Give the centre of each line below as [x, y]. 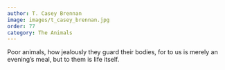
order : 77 [21, 26]
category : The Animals [40, 33]
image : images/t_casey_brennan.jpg [58, 20]
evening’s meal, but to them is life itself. [63, 60]
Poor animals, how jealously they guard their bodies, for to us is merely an [112, 52]
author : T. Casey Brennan [44, 13]
